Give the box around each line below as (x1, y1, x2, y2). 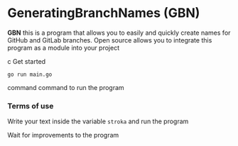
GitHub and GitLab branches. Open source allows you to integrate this (7, 35, 212, 44)
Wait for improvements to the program (7, 131, 119, 140)
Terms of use (7, 101, 54, 111)
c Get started (7, 57, 46, 65)
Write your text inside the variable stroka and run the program (7, 117, 189, 125)
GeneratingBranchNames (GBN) (7, 5, 200, 21)
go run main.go (7, 71, 53, 78)
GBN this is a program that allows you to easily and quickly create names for (7, 28, 231, 37)
